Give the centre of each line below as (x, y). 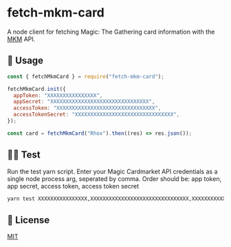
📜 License (29, 220)
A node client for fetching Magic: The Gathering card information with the (111, 32)
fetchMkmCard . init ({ (37, 89)
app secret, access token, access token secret (73, 186)
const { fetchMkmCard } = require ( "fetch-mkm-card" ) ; (86, 76)
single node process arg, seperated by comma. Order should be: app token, (114, 179)
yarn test (21, 198)
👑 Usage (25, 61)
